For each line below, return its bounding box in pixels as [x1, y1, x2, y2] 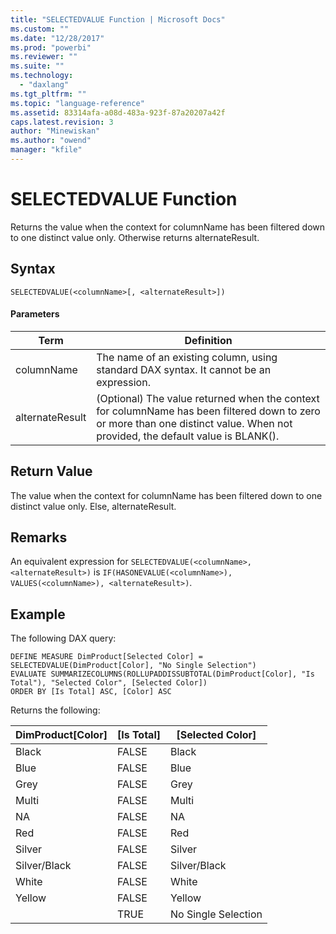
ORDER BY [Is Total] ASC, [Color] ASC [10, 687, 172, 697]
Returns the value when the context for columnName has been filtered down [10, 221, 325, 233]
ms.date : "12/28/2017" [10, 33, 105, 43]
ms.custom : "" [10, 24, 70, 34]
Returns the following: [10, 704, 101, 716]
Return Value [10, 463, 93, 480]
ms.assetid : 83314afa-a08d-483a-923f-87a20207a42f [10, 107, 226, 118]
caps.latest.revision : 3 [10, 117, 114, 127]
